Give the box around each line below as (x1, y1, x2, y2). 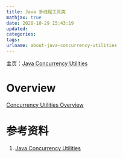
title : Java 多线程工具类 (6, 8, 66, 15)
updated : (6, 25, 28, 32)
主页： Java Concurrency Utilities (6, 60, 88, 67)
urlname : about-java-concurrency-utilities (6, 43, 118, 49)
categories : (6, 31, 36, 37)
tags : (6, 37, 20, 43)
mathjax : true (6, 14, 42, 21)
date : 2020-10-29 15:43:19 (6, 20, 74, 26)
